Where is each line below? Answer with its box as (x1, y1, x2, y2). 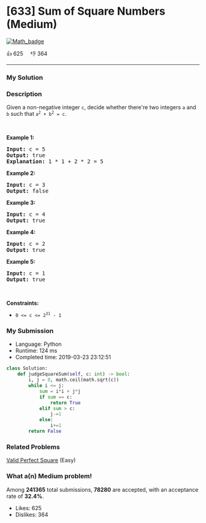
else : (39, 417, 53, 423)
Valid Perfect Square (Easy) (6, 457, 76, 464)
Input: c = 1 (6, 270, 46, 277)
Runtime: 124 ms (15, 347, 58, 354)
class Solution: (6, 365, 48, 372)
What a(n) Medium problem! (6, 472, 92, 481)
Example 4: (6, 229, 36, 236)
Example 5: (6, 258, 36, 265)
